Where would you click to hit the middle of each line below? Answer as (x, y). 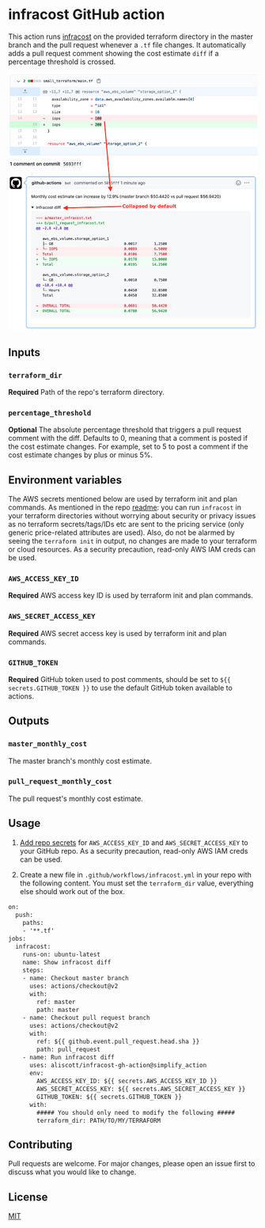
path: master (58, 1010)
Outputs (29, 721)
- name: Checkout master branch (76, 978)
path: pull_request (69, 1049)
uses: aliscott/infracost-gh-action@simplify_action (118, 1065)
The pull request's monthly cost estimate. (76, 798)
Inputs (25, 352)
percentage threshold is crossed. (62, 62)
